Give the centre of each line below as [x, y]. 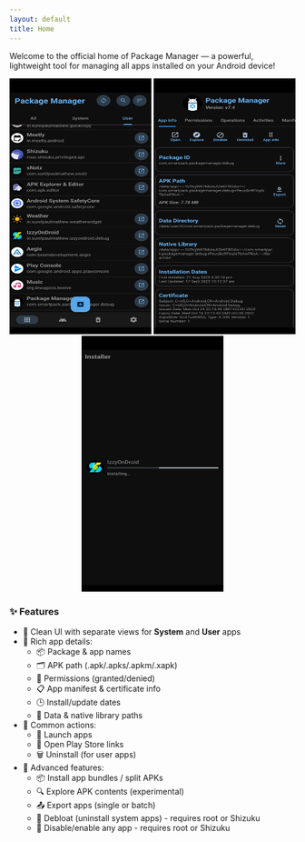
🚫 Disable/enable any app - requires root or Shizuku [133, 827]
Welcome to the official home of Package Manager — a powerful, [132, 55]
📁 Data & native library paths [89, 715]
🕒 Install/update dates [78, 702]
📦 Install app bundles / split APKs [99, 777]
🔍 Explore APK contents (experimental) [110, 791]
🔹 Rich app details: [57, 641]
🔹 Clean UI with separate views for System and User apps [132, 631]
